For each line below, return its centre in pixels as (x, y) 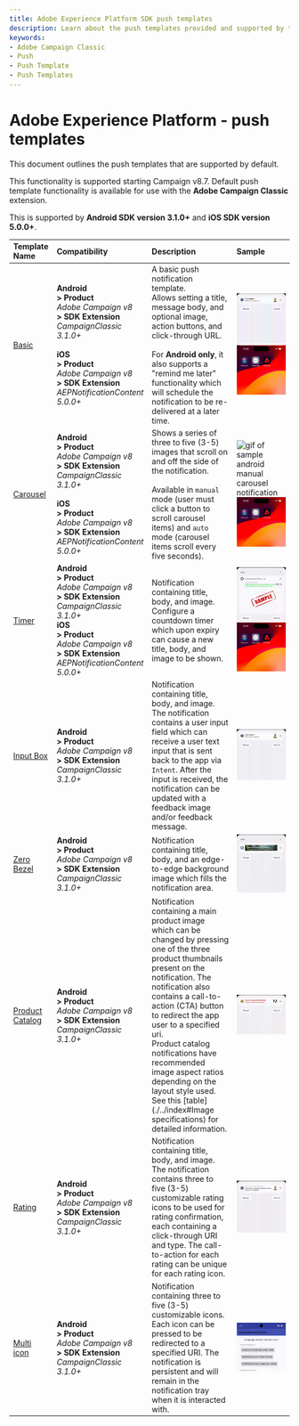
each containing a (184, 1226)
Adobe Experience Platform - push (139, 121)
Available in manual (186, 489)
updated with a (179, 798)
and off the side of (186, 461)
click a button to (181, 509)
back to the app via (187, 761)
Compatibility (82, 251)
